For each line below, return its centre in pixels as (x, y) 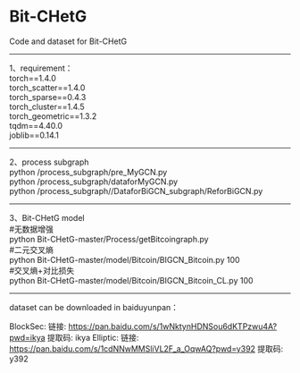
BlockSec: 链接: (38, 326)
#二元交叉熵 (31, 250)
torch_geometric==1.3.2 (53, 116)
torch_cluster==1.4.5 (47, 106)
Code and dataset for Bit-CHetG (68, 41)
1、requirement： (41, 68)
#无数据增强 (31, 229)
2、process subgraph (49, 162)
